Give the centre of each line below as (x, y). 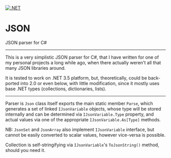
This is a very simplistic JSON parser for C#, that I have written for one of (82, 57)
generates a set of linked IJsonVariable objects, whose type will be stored (83, 109)
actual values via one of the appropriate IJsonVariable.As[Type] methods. (83, 119)
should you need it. (25, 150)
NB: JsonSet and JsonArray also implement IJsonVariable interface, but (80, 129)
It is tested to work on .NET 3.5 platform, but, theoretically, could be (76, 78)
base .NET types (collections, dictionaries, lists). (56, 89)
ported (12, 83)
